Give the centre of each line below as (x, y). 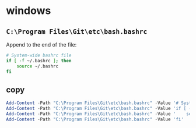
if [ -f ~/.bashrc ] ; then (39, 61)
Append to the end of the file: (41, 45)
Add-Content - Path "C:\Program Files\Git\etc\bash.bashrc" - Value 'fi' (95, 119)
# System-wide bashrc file (39, 55)
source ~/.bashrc (38, 66)
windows (29, 11)
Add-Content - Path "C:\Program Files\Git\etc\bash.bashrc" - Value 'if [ (96, 109)
